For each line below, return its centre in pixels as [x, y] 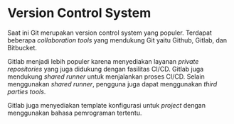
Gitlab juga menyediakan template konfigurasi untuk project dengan [107, 105]
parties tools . [27, 91]
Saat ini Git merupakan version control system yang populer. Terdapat [110, 33]
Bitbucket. [22, 47]
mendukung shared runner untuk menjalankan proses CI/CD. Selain [106, 77]
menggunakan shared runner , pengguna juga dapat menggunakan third [112, 84]
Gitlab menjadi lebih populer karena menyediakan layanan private [103, 61]
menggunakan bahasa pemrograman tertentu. [75, 113]
